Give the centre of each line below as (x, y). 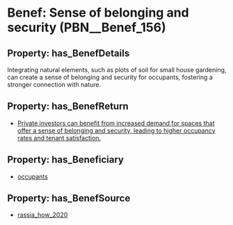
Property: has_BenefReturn (68, 107)
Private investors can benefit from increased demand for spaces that (116, 123)
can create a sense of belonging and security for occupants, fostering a (110, 77)
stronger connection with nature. (54, 84)
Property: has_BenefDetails (69, 53)
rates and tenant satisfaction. (59, 137)
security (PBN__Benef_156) (87, 27)
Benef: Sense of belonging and (98, 13)
